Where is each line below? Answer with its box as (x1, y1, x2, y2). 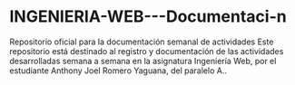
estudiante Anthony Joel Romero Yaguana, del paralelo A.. (9, 65, 227, 76)
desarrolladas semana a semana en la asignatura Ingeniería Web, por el (9, 55, 277, 66)
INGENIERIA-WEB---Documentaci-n (9, 6, 288, 27)
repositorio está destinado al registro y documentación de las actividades (9, 45, 284, 56)
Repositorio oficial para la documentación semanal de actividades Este (9, 36, 274, 47)
